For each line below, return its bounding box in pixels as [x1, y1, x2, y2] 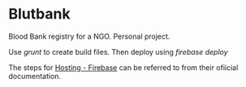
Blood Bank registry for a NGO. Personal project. [8, 31, 170, 41]
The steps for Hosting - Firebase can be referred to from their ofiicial [8, 62, 239, 72]
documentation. [8, 71, 62, 81]
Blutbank [8, 5, 71, 23]
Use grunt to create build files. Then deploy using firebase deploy [8, 47, 229, 56]
